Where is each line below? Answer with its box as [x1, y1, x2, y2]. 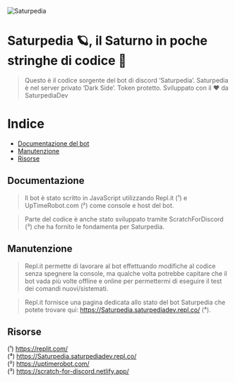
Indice [7, 116, 44, 132]
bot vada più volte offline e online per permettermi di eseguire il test [24, 277, 222, 285]
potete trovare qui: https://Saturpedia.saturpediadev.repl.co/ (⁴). [24, 305, 212, 314]
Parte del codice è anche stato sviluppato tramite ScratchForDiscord [24, 214, 224, 223]
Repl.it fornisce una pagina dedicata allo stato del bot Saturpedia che [24, 298, 226, 306]
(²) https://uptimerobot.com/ [7, 359, 90, 368]
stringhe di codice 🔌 [7, 53, 127, 69]
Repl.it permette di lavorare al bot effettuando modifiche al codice [24, 262, 216, 270]
